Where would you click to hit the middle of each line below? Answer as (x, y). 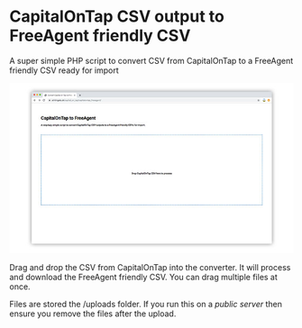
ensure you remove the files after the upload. (93, 314)
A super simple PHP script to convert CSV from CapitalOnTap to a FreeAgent (151, 60)
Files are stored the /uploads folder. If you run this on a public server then (146, 305)
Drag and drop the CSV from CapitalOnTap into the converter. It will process (150, 268)
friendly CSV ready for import (64, 70)
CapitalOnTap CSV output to (117, 17)
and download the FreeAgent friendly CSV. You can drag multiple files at (143, 278)
